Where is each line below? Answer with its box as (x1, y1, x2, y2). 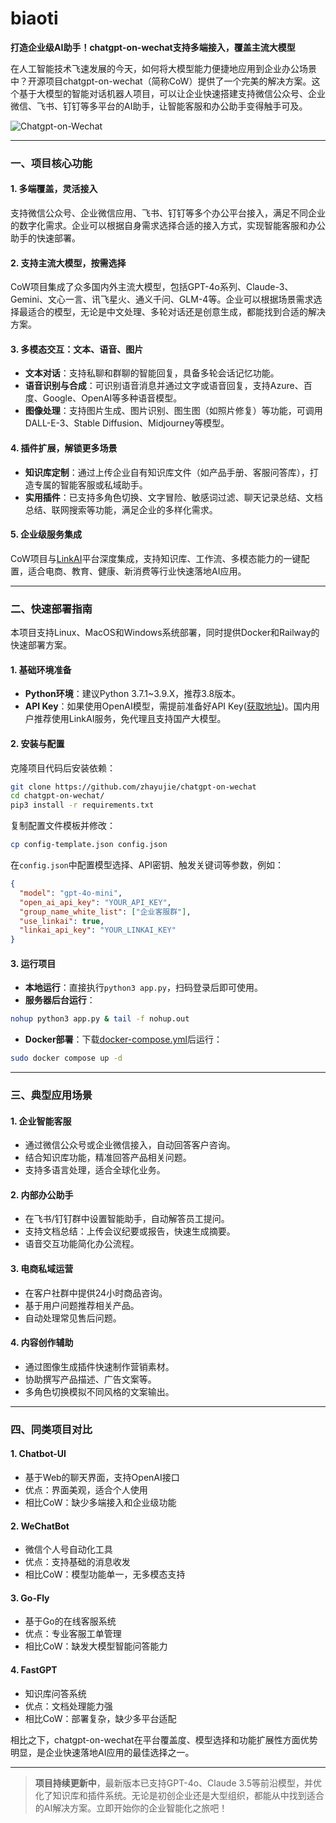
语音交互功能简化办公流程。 (24, 1238, 140, 1250)
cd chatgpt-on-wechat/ (10, 791, 105, 801)
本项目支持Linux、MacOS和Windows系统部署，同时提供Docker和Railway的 (10, 627, 320, 639)
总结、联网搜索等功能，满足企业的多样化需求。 (24, 503, 218, 516)
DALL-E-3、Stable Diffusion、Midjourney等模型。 (24, 417, 230, 429)
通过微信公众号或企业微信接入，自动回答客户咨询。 (24, 1139, 236, 1151)
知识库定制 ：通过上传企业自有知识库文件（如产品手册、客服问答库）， (24, 466, 310, 478)
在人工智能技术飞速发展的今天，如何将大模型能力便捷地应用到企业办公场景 (10, 62, 317, 74)
